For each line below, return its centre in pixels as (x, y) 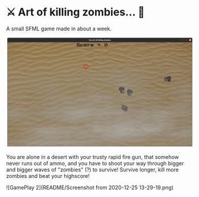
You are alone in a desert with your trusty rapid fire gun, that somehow (93, 157)
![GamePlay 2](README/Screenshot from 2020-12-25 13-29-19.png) (90, 187)
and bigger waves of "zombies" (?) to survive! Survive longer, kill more (93, 170)
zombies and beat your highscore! (48, 176)
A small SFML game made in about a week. (59, 29)
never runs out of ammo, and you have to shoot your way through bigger (95, 163)
